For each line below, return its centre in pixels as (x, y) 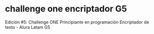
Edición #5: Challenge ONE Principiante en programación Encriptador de (77, 22)
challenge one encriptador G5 (66, 9)
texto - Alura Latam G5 (28, 27)
